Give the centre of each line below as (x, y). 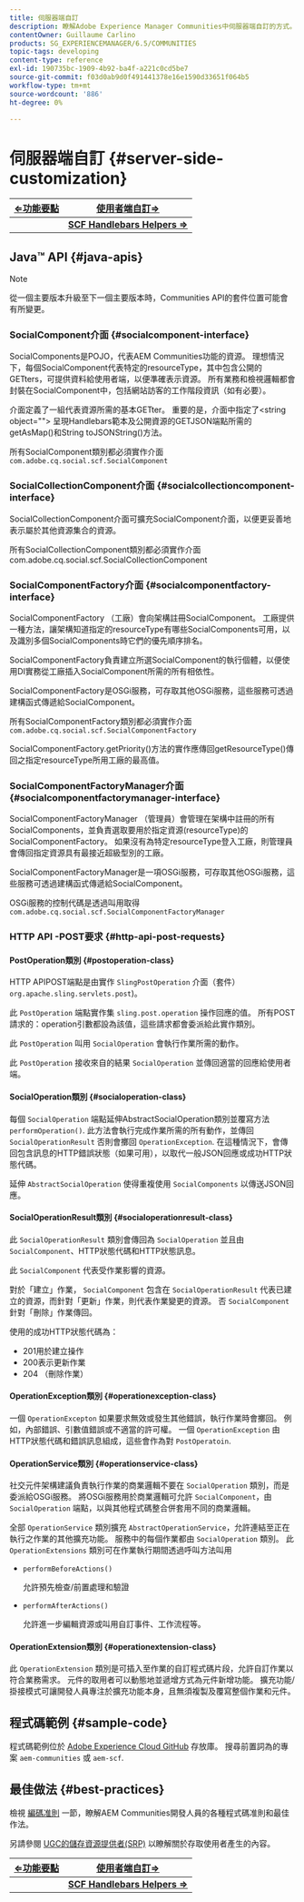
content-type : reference (56, 60)
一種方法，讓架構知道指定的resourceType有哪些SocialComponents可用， (146, 630)
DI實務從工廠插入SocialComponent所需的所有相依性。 (118, 672)
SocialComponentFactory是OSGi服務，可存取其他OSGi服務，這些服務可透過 (152, 691)
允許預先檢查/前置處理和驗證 (76, 1587)
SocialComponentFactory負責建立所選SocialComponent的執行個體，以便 (146, 660)
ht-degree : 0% (36, 102)
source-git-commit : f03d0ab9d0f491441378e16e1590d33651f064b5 (129, 77)
